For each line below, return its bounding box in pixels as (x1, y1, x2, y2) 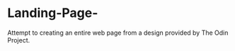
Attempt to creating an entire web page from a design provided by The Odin (7, 28, 229, 37)
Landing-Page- (7, 5, 98, 21)
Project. (7, 35, 30, 44)
